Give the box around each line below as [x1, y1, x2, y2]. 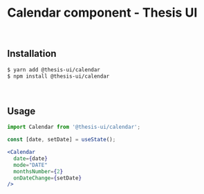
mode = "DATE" [13, 161, 48, 168]
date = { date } [13, 155, 48, 162]
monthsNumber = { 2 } [13, 168, 64, 175]
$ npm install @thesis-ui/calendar [7, 73, 110, 80]
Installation [7, 48, 57, 60]
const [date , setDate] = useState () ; [7, 136, 116, 143]
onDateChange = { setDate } [13, 175, 82, 182]
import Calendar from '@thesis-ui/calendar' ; [7, 123, 140, 131]
